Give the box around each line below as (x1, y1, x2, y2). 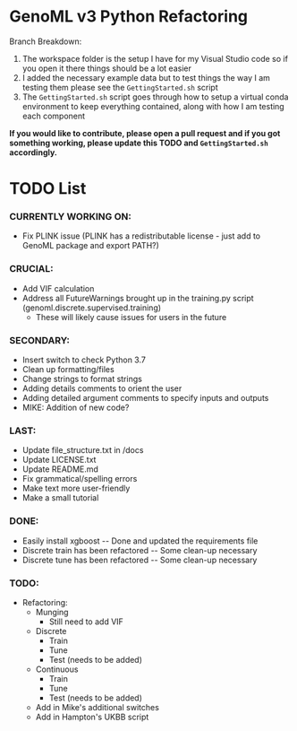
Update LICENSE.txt (21, 455, 97, 466)
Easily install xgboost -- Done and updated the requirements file (21, 535, 259, 546)
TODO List (9, 178, 87, 199)
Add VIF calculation (21, 283, 95, 293)
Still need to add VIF (48, 616, 123, 627)
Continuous (35, 664, 79, 674)
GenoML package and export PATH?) (21, 240, 159, 251)
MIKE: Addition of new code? (21, 402, 130, 413)
